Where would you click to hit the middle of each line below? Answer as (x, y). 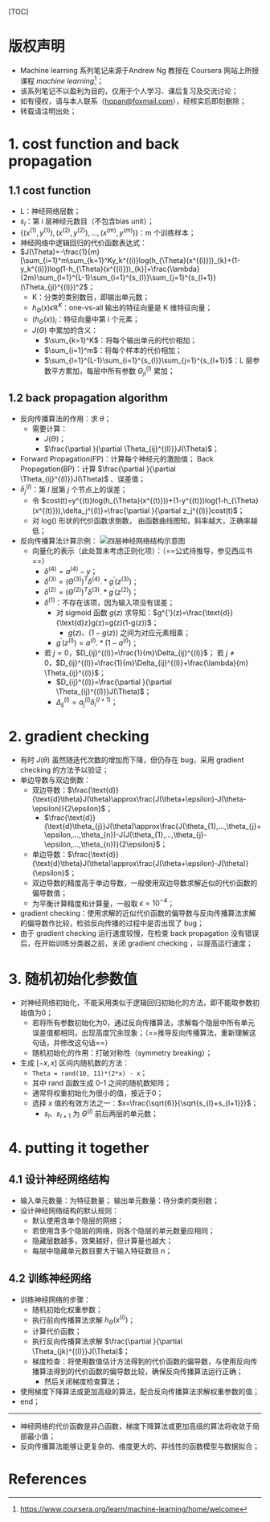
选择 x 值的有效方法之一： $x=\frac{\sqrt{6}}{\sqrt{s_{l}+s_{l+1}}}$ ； (145, 1103)
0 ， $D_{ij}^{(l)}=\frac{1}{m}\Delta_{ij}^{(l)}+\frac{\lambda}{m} (146, 663)
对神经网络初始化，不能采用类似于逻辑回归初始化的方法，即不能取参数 (136, 1003)
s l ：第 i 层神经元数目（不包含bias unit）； (87, 222)
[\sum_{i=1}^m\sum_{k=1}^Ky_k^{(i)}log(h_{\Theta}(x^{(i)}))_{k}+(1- (130, 261)
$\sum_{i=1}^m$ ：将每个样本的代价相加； (113, 351)
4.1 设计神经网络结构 (59, 1180)
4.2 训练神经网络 (50, 1279)
